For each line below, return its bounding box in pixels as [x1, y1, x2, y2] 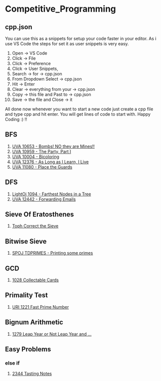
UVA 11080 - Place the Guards [12, 164, 73, 170]
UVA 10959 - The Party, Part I [12, 148, 71, 154]
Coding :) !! [5, 117, 28, 122]
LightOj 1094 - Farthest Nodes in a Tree [12, 191, 91, 197]
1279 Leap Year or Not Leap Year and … [12, 331, 92, 337]
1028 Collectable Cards [12, 277, 59, 283]
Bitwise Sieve [5, 237, 47, 245]
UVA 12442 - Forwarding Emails [12, 196, 76, 202]
